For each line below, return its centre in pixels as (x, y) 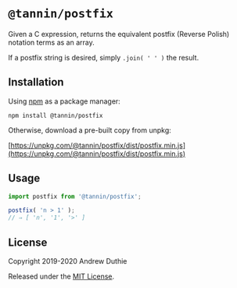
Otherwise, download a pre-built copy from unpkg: (90, 130)
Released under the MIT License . (61, 276)
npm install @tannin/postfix (56, 115)
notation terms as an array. (52, 42)
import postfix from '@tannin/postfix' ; (75, 196)
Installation (36, 82)
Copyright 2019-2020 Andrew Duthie (68, 261)
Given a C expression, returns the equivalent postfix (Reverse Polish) (119, 34)
